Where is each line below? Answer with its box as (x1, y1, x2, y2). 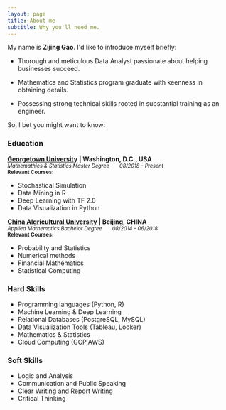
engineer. (17, 107, 46, 116)
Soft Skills (7, 355, 43, 365)
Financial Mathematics (17, 259, 84, 267)
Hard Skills (7, 284, 45, 293)
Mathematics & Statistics (17, 330, 90, 338)
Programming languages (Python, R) (17, 300, 124, 308)
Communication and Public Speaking (17, 379, 127, 388)
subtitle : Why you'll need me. (7, 23, 100, 31)
